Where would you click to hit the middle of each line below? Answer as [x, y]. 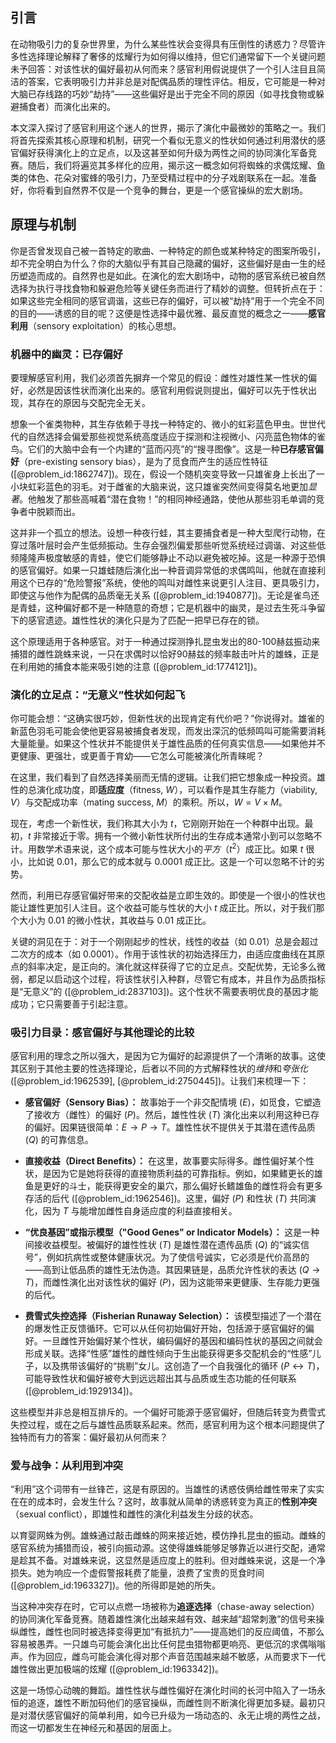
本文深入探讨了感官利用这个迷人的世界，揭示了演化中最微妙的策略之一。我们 [168, 127]
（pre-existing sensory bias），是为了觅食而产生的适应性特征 [144, 461]
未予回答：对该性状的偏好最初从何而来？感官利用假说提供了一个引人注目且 [163, 69]
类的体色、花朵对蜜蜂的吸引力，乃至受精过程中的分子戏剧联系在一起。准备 [163, 177]
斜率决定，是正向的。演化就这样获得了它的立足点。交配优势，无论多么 [172, 966]
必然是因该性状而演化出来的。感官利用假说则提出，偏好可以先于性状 [167, 390]
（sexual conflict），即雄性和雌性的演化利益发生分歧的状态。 [134, 1514]
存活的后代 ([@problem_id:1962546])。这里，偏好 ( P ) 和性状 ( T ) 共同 [166, 1199]
